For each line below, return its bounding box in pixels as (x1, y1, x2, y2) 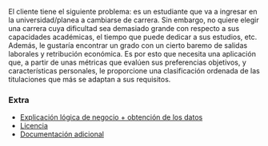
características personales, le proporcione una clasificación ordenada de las (8, 66, 260, 75)
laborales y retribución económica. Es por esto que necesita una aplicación (8, 49, 256, 58)
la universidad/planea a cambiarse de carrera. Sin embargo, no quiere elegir (8, 15, 259, 25)
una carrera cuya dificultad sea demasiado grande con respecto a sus (8, 24, 240, 33)
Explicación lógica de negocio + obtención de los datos (19, 112, 203, 122)
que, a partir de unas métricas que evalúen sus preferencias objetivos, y (8, 57, 246, 67)
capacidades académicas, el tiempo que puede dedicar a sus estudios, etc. (8, 32, 258, 41)
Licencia (19, 121, 48, 131)
